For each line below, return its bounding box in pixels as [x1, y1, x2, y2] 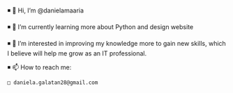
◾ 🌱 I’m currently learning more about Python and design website [7, 23, 194, 31]
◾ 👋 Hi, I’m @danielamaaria [7, 6, 84, 15]
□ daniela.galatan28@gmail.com [7, 79, 98, 86]
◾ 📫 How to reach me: [7, 63, 72, 71]
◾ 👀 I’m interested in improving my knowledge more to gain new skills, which [7, 40, 227, 47]
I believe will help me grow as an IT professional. [7, 49, 147, 58]
